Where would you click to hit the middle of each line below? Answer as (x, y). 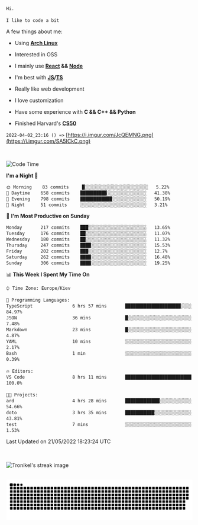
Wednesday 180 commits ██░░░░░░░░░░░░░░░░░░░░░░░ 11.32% (88, 239)
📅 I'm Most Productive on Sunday (48, 216)
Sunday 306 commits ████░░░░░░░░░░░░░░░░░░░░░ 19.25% (88, 263)
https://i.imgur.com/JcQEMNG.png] (111, 135)
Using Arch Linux (36, 43)
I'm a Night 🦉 (22, 175)
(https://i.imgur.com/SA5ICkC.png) (48, 141)
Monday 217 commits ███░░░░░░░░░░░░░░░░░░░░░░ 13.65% (88, 228)
